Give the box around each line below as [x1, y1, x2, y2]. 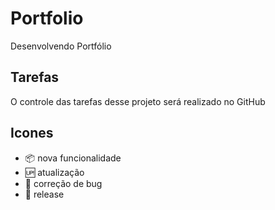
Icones [10, 125, 54, 142]
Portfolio [10, 7, 84, 30]
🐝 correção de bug [24, 177, 103, 189]
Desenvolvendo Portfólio [10, 40, 112, 52]
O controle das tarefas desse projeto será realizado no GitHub [10, 95, 266, 107]
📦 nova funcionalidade [24, 152, 122, 164]
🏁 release [24, 188, 65, 200]
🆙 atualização [24, 166, 85, 178]
